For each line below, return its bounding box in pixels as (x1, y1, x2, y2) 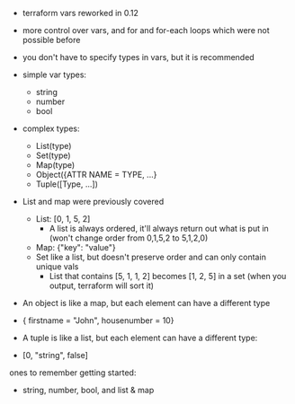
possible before (22, 35, 81, 45)
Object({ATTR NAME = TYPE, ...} (35, 170, 157, 180)
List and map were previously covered (22, 197, 165, 206)
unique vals (35, 261, 79, 272)
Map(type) (35, 160, 76, 170)
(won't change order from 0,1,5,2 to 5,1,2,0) (49, 233, 209, 243)
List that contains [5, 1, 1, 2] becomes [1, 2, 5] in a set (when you (49, 271, 287, 281)
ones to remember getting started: (9, 367, 137, 378)
